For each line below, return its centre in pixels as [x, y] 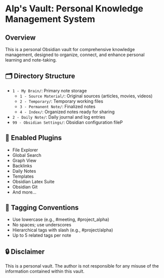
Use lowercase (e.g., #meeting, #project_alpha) [61, 219]
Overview [21, 37]
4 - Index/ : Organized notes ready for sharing [67, 112]
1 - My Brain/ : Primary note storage [50, 90]
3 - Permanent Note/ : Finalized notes [57, 106]
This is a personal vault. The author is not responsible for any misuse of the [82, 266]
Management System [50, 19]
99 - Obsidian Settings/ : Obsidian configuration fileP [67, 122]
